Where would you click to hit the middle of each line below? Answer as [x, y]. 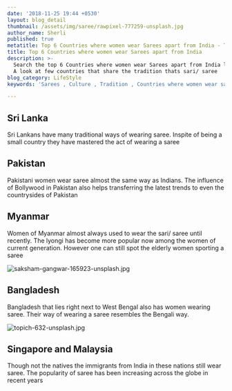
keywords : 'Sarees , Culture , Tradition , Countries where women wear [112, 84]
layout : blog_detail [37, 20]
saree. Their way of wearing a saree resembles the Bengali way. [98, 314]
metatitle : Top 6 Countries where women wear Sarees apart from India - [114, 46]
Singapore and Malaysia [60, 349]
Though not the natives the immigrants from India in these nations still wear [114, 365]
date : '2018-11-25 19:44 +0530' [54, 13]
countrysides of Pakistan [42, 194]
